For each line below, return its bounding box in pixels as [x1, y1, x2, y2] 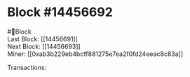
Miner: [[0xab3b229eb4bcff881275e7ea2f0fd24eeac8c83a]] [7, 50, 184, 58]
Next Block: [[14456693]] [7, 42, 81, 50]
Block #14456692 [7, 4, 114, 20]
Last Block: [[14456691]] [7, 34, 79, 43]
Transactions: [7, 63, 47, 71]
